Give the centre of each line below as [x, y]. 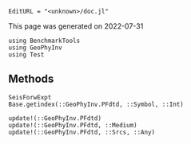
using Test [26, 55]
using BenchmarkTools [44, 41]
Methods [31, 79]
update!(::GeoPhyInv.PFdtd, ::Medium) [73, 125]
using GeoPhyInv [35, 48]
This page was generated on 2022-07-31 [76, 26]
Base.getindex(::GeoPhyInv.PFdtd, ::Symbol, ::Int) [96, 104]
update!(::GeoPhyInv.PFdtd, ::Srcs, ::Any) [82, 132]
